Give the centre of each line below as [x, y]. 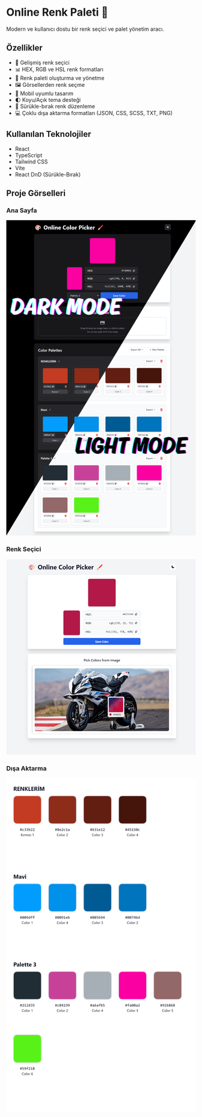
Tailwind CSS [31, 162]
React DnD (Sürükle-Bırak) [48, 174]
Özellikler [25, 48]
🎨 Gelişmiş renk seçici [42, 62]
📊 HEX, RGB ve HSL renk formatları [59, 69]
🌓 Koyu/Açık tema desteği [48, 99]
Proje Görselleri [36, 193]
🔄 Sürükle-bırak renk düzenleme [55, 106]
